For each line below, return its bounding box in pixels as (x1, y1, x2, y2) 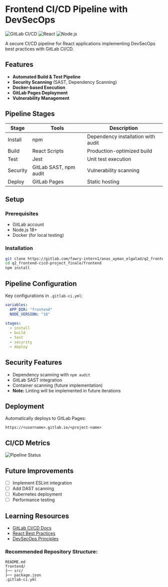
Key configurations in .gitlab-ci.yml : (5, 292, 83, 299)
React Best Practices (12, 530, 56, 536)
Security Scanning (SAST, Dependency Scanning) (12, 79, 117, 85)
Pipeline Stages (5, 109, 55, 118)
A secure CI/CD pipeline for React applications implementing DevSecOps (5, 40, 156, 46)
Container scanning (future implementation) (12, 382, 103, 388)
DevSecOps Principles (12, 536, 59, 542)
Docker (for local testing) (12, 232, 64, 238)
